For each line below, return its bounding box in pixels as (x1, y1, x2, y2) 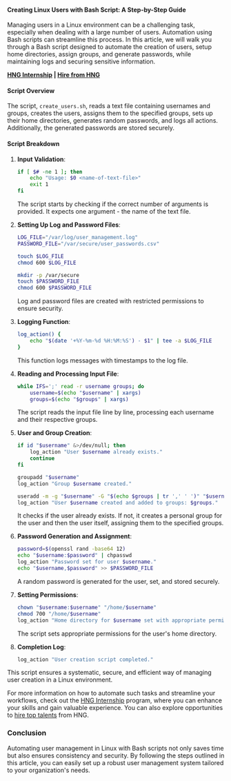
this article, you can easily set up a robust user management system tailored (7, 758, 224, 767)
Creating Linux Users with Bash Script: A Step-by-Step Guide (7, 6, 186, 14)
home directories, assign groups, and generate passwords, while (7, 50, 192, 59)
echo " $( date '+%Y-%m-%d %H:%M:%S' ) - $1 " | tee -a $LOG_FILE (30, 338, 212, 345)
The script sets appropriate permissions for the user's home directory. (17, 629, 217, 638)
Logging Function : (17, 318, 71, 326)
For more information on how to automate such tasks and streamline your (7, 689, 216, 698)
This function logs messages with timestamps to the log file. (17, 356, 188, 365)
